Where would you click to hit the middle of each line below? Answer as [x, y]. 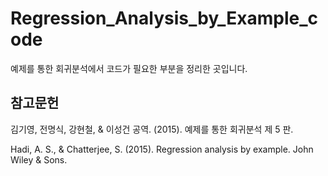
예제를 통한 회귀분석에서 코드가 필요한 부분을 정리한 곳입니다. [129, 68]
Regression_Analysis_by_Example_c [164, 18]
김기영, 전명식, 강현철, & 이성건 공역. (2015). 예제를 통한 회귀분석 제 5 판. [152, 129]
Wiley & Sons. [39, 159]
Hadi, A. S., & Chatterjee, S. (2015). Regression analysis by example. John [162, 149]
